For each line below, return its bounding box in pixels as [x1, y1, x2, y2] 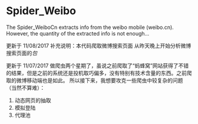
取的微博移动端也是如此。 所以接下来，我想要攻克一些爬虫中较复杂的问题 [6, 77, 183, 84]
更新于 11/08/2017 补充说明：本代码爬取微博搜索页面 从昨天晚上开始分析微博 [6, 42, 192, 49]
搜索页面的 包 [6, 49, 37, 57]
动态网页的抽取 [14, 96, 51, 104]
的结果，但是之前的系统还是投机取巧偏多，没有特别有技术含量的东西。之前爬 [6, 69, 192, 76]
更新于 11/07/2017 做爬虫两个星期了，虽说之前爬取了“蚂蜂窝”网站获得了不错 [6, 62, 189, 69]
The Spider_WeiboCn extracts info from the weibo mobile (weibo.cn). [6, 24, 174, 31]
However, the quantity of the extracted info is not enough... [6, 30, 150, 37]
